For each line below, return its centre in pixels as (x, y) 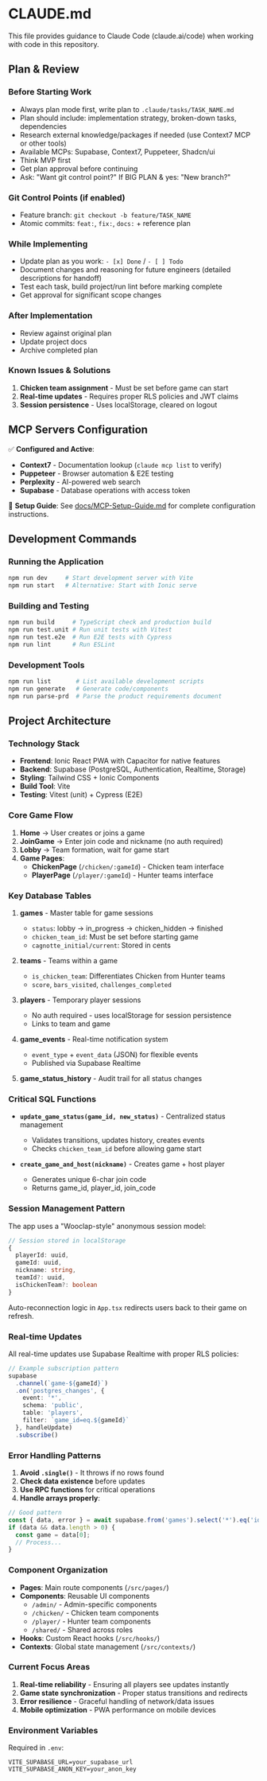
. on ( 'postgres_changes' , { (60, 1390)
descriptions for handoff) (60, 278)
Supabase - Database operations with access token (105, 490)
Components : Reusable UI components (85, 1596)
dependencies (43, 126)
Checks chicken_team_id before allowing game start (116, 1149)
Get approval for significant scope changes (90, 295)
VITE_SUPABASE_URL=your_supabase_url (71, 1763)
